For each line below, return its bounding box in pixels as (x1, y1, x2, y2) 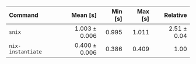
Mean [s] (71, 11, 97, 19)
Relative (164, 11, 187, 19)
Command (9, 11, 39, 19)
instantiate (9, 49, 43, 55)
